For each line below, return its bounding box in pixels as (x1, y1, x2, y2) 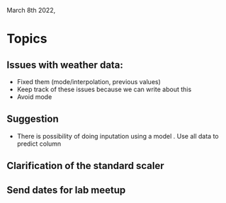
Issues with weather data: (6, 59, 123, 71)
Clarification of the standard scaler (6, 160, 164, 172)
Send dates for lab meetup (6, 184, 126, 196)
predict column (16, 139, 62, 148)
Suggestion (6, 113, 59, 125)
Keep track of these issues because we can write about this (16, 85, 192, 93)
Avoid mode (16, 93, 52, 101)
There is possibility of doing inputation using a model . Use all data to (16, 132, 219, 140)
